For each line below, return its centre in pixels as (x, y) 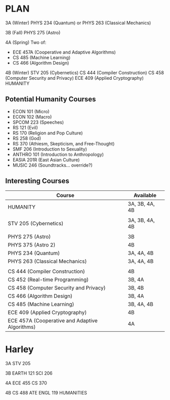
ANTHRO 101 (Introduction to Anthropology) (58, 154)
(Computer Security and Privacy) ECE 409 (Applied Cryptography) (75, 78)
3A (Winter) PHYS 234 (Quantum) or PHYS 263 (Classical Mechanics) (78, 23)
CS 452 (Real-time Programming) (48, 279)
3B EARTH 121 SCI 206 (29, 373)
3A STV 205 (18, 363)
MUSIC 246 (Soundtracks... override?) (52, 165)
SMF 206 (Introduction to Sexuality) (50, 149)
